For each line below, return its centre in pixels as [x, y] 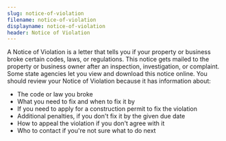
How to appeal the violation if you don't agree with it [91, 123]
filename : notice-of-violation [52, 20]
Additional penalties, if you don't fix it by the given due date [101, 116]
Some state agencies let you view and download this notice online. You [107, 74]
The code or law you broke [55, 94]
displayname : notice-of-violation [56, 26]
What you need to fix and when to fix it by [76, 102]
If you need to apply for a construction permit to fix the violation [107, 109]
